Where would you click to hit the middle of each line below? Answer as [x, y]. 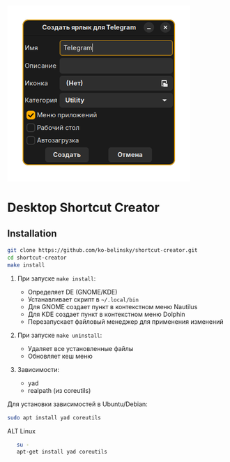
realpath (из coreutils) [59, 390]
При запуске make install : [56, 278]
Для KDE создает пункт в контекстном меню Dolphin [107, 314]
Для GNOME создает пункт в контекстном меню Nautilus [113, 306]
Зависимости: [38, 369]
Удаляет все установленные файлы [80, 348]
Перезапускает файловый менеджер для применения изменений [126, 321]
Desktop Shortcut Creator [84, 208]
